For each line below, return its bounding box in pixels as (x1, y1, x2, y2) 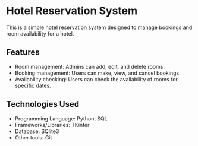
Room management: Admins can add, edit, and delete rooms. (14, 63, 165, 70)
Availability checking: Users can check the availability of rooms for (14, 75, 178, 82)
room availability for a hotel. (6, 30, 74, 37)
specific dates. (14, 82, 52, 89)
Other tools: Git (14, 134, 52, 141)
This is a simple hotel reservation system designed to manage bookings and (6, 24, 193, 31)
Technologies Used (6, 99, 79, 109)
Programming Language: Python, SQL (14, 115, 108, 122)
